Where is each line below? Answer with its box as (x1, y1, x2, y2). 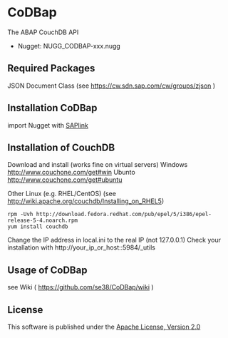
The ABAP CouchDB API (7, 28, 79, 36)
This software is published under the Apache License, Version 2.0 (7, 322, 201, 331)
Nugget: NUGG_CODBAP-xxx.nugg (17, 41, 121, 50)
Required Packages (7, 62, 95, 75)
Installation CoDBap (7, 102, 98, 114)
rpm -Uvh (7, 211, 33, 218)
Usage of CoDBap (7, 264, 88, 276)
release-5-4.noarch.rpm (7, 217, 78, 225)
